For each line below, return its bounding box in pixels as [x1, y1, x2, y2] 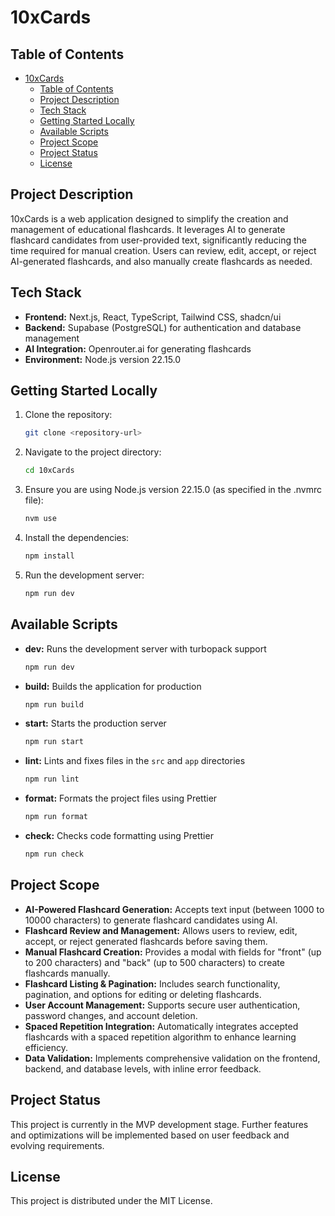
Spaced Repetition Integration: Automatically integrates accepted [24, 1020, 299, 1032]
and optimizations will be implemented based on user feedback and [10, 1129, 290, 1141]
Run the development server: [24, 569, 145, 581]
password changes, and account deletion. [24, 1009, 198, 1021]
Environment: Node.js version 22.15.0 [24, 353, 182, 365]
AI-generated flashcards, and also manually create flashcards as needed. [10, 255, 313, 267]
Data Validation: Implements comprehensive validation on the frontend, [24, 1052, 321, 1064]
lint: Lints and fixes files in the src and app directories [24, 755, 246, 767]
